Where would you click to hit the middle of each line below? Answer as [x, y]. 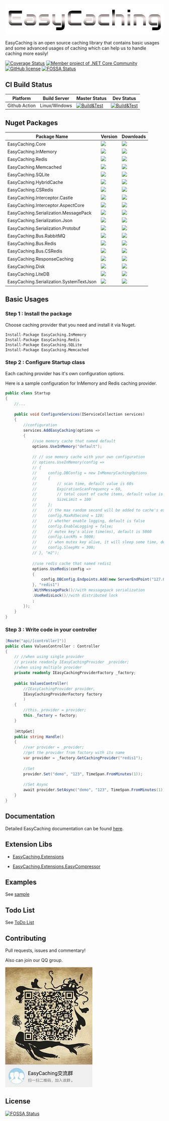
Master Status [92, 98]
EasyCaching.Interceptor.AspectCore [46, 205]
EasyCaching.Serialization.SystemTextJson [52, 282]
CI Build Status [29, 85]
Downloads [134, 136]
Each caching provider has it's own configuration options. [65, 373]
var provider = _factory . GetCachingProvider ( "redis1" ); [83, 758]
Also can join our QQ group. [34, 960]
